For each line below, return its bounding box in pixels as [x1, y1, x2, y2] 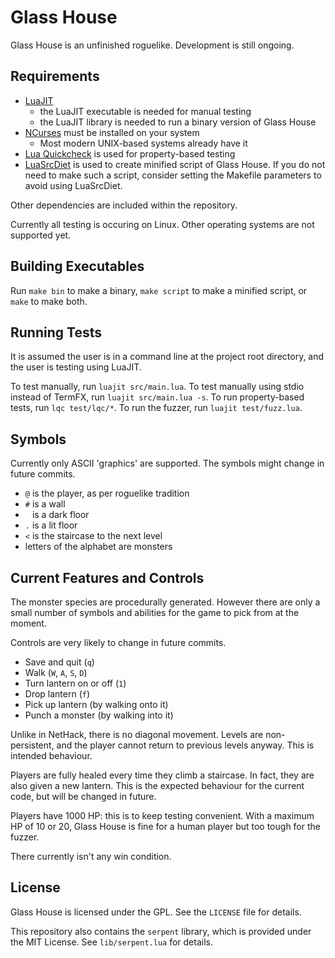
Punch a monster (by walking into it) [24, 709, 174, 721]
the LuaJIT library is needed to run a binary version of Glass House [39, 116, 317, 128]
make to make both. [10, 295, 88, 307]
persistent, [10, 739, 55, 751]
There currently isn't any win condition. [10, 851, 172, 862]
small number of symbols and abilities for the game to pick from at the [10, 607, 300, 618]
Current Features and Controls [10, 569, 205, 586]
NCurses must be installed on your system [24, 126, 200, 138]
